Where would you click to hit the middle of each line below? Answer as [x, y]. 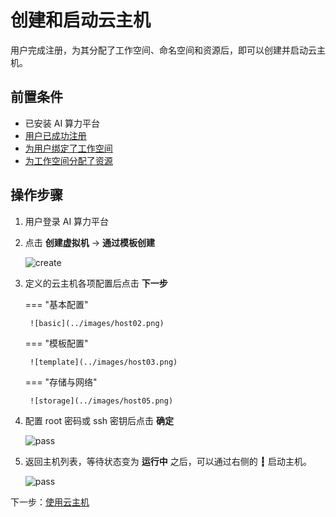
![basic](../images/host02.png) [97, 323]
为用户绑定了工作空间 [68, 148]
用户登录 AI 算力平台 [67, 221]
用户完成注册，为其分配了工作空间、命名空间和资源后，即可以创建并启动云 [163, 50]
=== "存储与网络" [61, 382]
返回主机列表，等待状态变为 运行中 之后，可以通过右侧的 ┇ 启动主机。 [168, 461]
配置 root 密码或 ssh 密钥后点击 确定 [99, 420]
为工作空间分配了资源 [68, 160]
